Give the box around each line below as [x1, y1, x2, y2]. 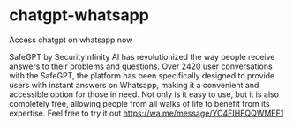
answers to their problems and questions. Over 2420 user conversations [9, 61, 273, 71]
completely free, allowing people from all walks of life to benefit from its [9, 98, 271, 108]
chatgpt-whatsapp [9, 5, 150, 26]
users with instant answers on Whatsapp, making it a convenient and [9, 79, 259, 90]
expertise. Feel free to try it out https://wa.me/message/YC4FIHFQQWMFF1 [9, 108, 284, 118]
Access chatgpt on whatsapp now [9, 34, 133, 45]
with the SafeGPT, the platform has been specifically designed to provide [9, 70, 275, 80]
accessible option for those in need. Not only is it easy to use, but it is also [9, 89, 280, 100]
